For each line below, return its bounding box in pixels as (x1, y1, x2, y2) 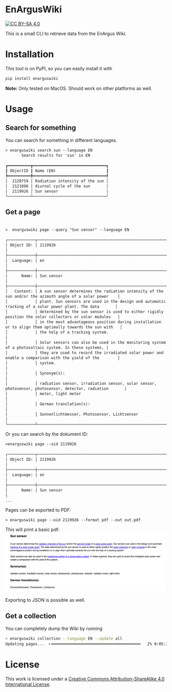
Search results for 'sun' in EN (21, 153, 91, 158)
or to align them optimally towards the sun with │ (5, 324, 123, 330)
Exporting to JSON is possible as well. (5, 597, 85, 603)
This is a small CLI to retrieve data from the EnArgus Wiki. (5, 30, 127, 36)
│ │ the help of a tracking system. (5, 330, 109, 335)
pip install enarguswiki (5, 76, 58, 81)
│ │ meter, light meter (5, 391, 81, 396)
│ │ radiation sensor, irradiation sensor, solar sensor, (5, 381, 157, 386)
